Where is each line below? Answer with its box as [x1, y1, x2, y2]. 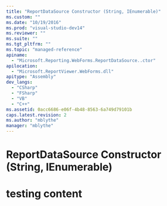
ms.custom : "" [6, 14, 41, 20]
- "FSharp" [11, 90, 38, 96]
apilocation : [6, 63, 38, 69]
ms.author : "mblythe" [6, 118, 59, 123]
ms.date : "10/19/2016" [6, 19, 62, 25]
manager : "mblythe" [6, 123, 54, 129]
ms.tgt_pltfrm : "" [6, 42, 51, 47]
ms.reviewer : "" [6, 30, 46, 36]
